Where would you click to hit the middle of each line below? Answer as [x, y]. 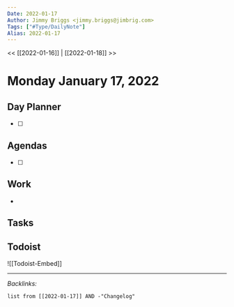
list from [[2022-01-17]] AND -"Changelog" [71, 297]
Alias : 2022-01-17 [34, 33]
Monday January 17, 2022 [83, 81]
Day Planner [34, 106]
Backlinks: [22, 284]
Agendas [27, 145]
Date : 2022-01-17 [32, 14]
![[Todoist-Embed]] [35, 264]
